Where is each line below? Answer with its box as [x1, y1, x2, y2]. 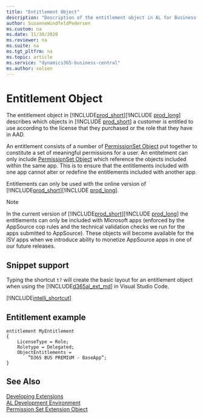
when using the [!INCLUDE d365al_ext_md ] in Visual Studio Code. [6, 283, 170, 290]
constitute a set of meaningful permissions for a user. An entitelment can [6, 149, 188, 157]
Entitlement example [6, 312, 86, 322]
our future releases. [6, 242, 56, 250]
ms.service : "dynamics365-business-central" [6, 60, 121, 66]
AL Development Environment [6, 399, 81, 406]
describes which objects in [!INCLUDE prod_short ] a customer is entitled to [6, 118, 194, 125]
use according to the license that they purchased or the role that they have [6, 124, 193, 132]
